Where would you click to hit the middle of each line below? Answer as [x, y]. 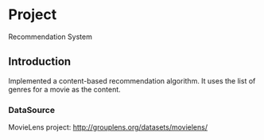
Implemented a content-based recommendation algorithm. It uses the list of [132, 80]
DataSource [32, 110]
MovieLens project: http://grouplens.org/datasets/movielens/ [108, 127]
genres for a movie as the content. [64, 89]
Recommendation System [50, 37]
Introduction [40, 62]
